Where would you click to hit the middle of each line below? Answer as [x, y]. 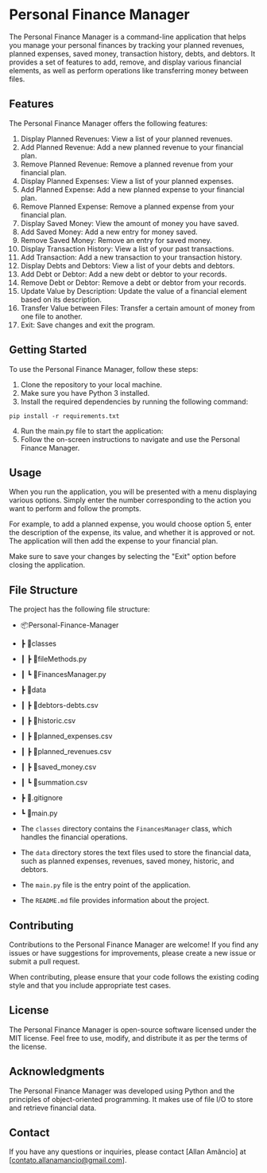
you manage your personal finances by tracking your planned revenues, [127, 45]
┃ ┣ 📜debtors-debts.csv [59, 706]
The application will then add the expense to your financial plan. [114, 541]
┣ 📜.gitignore [41, 798]
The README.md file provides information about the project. [115, 901]
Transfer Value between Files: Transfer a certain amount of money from [137, 307]
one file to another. [51, 316]
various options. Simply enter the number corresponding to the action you [130, 500]
